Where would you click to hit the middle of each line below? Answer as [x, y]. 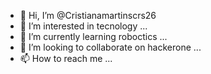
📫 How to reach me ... [66, 58]
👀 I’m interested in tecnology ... [83, 26]
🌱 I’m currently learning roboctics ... [93, 36]
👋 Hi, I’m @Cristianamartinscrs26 [88, 15]
